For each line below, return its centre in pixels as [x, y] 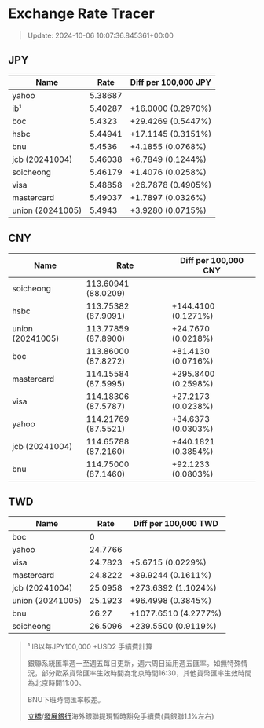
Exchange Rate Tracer [82, 14]
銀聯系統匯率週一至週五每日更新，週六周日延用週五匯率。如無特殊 [134, 664]
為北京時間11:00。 [56, 683]
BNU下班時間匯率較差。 [66, 700]
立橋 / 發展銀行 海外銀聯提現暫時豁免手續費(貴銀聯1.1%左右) [121, 716]
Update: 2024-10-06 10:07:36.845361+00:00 [101, 35]
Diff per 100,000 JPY [171, 82]
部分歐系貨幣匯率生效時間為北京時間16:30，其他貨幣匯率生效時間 [147, 673]
